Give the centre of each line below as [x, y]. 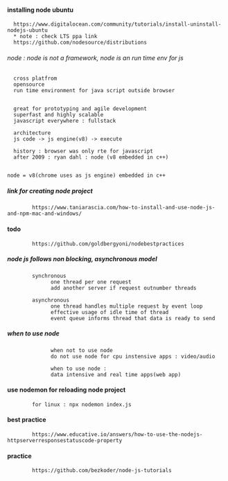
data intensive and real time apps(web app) [116, 374]
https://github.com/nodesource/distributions [80, 43]
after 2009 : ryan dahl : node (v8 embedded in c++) [91, 157]
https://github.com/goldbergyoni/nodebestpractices [108, 244]
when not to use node [82, 350]
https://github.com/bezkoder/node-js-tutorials [102, 471]
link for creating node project [50, 191]
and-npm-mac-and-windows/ [44, 214]
